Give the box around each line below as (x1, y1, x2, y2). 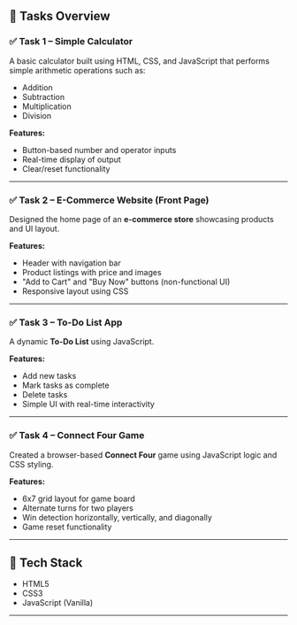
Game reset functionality (21, 521, 112, 532)
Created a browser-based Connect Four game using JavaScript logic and (9, 449, 278, 460)
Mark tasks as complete (21, 380, 110, 390)
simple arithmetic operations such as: (9, 65, 146, 75)
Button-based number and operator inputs (21, 144, 177, 155)
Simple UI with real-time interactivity (21, 399, 155, 410)
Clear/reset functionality (21, 163, 110, 174)
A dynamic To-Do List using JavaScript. (9, 336, 155, 347)
